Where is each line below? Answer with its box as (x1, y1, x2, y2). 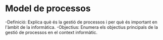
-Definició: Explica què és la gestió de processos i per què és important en (5, 19, 158, 25)
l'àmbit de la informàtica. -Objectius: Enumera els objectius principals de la (5, 24, 158, 30)
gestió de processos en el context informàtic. (5, 29, 98, 35)
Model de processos (5, 3, 91, 14)
